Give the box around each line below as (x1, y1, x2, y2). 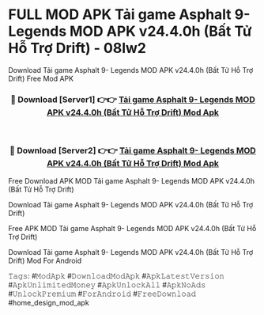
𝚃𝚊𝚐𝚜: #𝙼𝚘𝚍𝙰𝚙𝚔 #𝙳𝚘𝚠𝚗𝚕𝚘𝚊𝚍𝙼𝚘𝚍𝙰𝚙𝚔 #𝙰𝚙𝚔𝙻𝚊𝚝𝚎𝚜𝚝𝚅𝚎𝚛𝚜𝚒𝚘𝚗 (8, 271, 225, 280)
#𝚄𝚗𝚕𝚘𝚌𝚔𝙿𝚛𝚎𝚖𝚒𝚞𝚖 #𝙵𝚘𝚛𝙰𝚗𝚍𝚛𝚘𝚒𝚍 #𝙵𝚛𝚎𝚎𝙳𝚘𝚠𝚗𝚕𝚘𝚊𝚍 (8, 289, 196, 298)
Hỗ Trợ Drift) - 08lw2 (8, 40, 146, 57)
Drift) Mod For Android (8, 256, 81, 265)
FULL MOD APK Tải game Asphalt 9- (8, 6, 251, 24)
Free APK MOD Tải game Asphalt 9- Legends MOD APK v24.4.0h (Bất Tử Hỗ (8, 223, 257, 233)
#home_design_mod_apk (8, 298, 89, 307)
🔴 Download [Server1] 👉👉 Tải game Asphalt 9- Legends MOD (10, 93, 255, 104)
